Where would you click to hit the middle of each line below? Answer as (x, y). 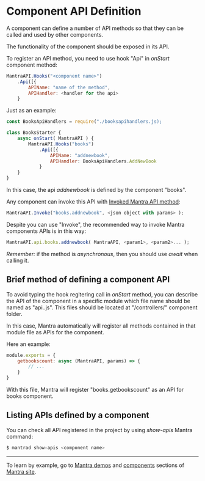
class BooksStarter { (34, 133)
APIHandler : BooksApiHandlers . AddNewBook (103, 161)
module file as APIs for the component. (56, 332)
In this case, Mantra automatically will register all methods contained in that (101, 326)
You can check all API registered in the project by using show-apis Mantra (99, 430)
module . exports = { (31, 355)
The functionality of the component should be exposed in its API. (88, 46)
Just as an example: (31, 111)
